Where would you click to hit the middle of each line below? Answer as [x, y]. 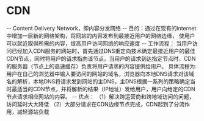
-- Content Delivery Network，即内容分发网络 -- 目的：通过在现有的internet [101, 28]
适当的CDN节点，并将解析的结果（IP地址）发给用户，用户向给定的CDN [106, 89]
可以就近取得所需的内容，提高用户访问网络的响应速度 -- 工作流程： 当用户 [99, 43]
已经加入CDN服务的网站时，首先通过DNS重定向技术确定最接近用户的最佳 [103, 51]
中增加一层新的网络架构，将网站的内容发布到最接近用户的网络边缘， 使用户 [101, 36]
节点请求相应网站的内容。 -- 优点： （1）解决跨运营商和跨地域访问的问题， [100, 96]
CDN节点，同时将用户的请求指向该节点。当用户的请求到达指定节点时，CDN [101, 58]
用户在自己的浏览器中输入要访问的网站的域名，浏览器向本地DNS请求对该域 [100, 74]
